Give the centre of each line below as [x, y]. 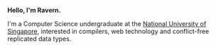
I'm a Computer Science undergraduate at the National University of [107, 24]
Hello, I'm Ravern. [34, 10]
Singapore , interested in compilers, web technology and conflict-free [108, 31]
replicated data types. [39, 39]
